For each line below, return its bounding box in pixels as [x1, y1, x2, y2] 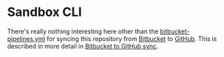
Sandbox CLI [7, 4, 82, 20]
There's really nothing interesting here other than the [7, 27, 159, 35]
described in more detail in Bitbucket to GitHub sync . [7, 42, 159, 50]
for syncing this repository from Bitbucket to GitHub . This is [46, 34, 217, 42]
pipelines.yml [7, 34, 45, 42]
